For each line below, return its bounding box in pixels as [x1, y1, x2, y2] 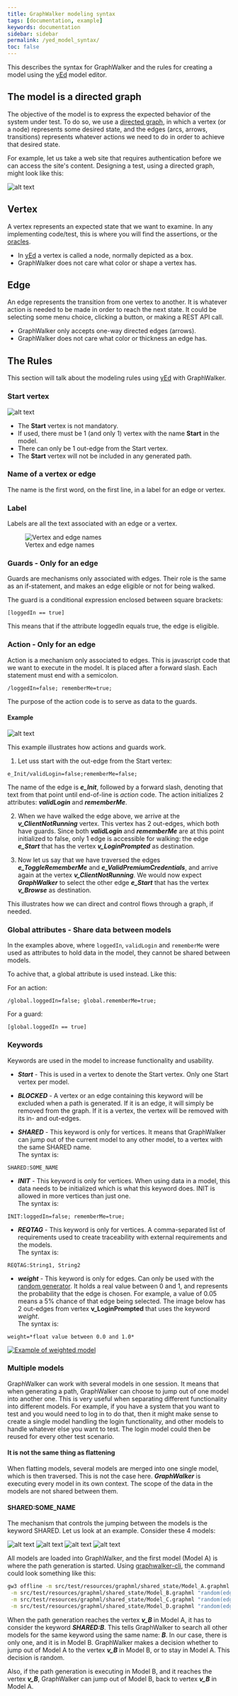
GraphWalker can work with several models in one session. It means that [7, 1379, 220, 1388]
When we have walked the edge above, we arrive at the [17, 811, 181, 820]
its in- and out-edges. [17, 1114, 81, 1122]
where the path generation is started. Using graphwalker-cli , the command [7, 1562, 225, 1570]
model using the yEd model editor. [7, 70, 108, 79]
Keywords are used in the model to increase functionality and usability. [7, 1056, 214, 1065]
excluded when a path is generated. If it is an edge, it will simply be [17, 1099, 214, 1107]
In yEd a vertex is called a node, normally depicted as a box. [17, 251, 193, 259]
